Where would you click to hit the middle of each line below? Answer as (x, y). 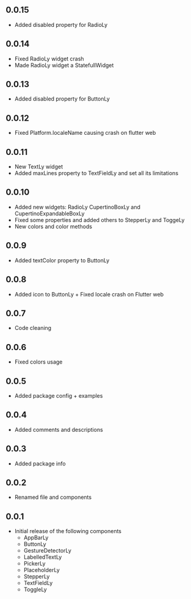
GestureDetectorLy (47, 551)
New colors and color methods (53, 226)
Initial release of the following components (68, 531)
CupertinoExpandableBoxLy (49, 213)
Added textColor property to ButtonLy (62, 260)
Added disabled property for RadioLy (61, 24)
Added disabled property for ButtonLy (62, 99)
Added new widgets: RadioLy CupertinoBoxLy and (77, 207)
